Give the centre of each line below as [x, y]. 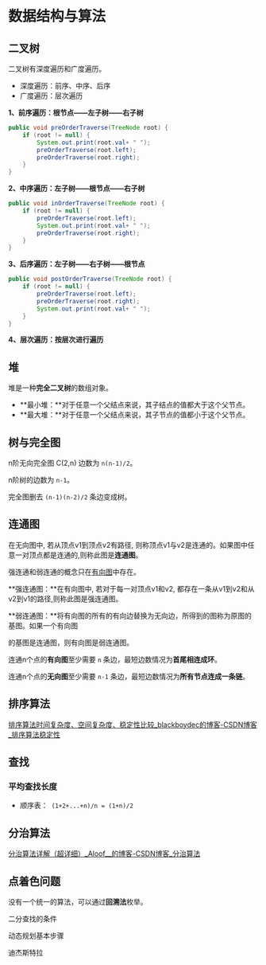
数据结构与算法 [57, 16]
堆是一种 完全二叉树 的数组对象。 [60, 388]
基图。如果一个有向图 [43, 625]
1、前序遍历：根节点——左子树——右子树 [76, 113]
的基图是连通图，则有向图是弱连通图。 [71, 643]
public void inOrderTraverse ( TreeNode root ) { [87, 204]
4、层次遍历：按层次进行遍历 [56, 340]
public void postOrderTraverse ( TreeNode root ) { [90, 279]
